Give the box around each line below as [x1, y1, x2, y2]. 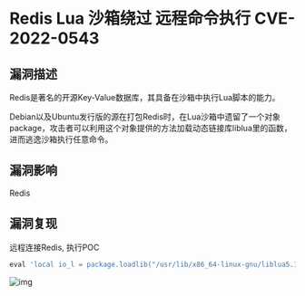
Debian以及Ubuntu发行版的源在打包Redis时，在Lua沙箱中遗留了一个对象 [9, 111, 281, 122]
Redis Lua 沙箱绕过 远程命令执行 [9, 8, 251, 29]
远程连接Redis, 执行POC [9, 242, 100, 253]
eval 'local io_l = [9, 260, 84, 269]
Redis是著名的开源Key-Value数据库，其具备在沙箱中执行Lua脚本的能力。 [9, 92, 280, 102]
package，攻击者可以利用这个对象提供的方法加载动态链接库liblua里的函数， [9, 123, 292, 133]
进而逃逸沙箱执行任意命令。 [9, 134, 113, 145]
